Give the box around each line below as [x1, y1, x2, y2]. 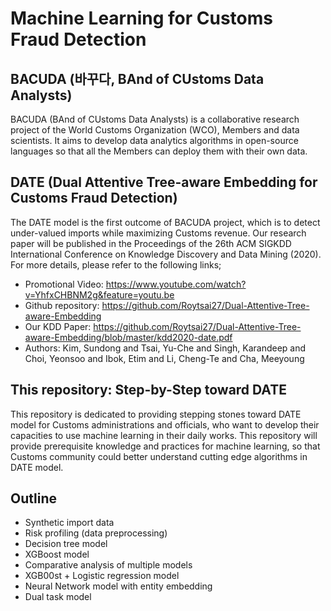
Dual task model [24, 591, 92, 603]
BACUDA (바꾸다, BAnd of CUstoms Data [10, 70, 265, 87]
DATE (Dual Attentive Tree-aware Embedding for [10, 174, 318, 191]
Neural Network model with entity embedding [24, 580, 213, 592]
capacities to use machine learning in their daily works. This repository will [10, 429, 318, 441]
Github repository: [24, 299, 100, 311]
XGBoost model [24, 548, 90, 561]
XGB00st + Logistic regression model [24, 570, 180, 582]
